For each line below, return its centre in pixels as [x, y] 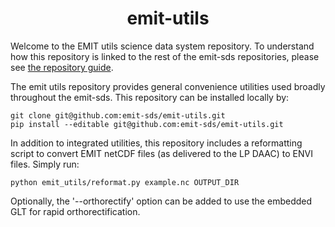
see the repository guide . [62, 67]
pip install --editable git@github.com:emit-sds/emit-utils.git [147, 124]
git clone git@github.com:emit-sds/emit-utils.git [118, 115]
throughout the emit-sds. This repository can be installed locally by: [150, 97]
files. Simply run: [45, 164]
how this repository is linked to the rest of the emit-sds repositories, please [165, 56]
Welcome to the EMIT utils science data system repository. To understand [162, 46]
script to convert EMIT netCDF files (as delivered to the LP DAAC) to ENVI [161, 153]
